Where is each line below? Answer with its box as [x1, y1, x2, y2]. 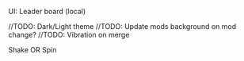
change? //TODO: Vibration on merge [8, 30, 130, 39]
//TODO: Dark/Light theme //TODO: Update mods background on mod [8, 22, 237, 30]
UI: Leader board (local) [8, 7, 86, 16]
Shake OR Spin [8, 45, 57, 54]
